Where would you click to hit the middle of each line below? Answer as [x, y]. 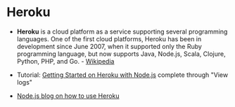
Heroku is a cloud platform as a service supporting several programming [122, 31]
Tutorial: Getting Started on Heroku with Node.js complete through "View [122, 75]
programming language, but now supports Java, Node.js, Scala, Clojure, [121, 54]
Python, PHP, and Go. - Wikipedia [65, 61]
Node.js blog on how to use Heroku [68, 96]
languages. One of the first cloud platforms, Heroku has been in [109, 38]
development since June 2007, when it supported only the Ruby [109, 46]
